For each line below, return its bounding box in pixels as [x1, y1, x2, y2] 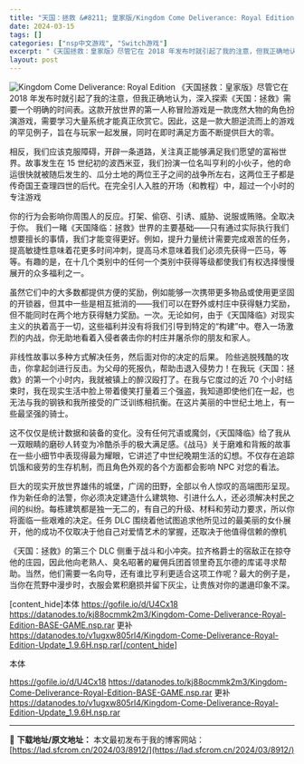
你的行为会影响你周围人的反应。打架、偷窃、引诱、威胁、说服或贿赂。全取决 [9, 211, 295, 221]
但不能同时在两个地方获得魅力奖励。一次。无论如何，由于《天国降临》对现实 [9, 309, 295, 320]
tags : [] [9, 30, 43, 39]
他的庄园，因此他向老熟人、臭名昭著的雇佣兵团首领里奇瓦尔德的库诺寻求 [9, 557, 279, 567]
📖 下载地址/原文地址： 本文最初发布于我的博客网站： [9, 734, 205, 745]
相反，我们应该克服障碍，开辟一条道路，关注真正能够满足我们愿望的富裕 [9, 146, 279, 157]
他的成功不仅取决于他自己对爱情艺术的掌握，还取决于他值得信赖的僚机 [24, 526, 287, 536]
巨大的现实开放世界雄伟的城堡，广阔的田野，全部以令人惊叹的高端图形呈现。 [9, 481, 295, 491]
